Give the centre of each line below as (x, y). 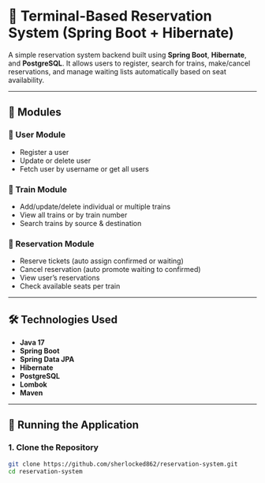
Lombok (33, 385)
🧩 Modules (35, 113)
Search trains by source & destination (80, 223)
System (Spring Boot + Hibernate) (121, 33)
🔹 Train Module (37, 189)
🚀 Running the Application (74, 425)
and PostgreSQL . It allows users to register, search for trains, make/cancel (129, 63)
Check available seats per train (70, 286)
